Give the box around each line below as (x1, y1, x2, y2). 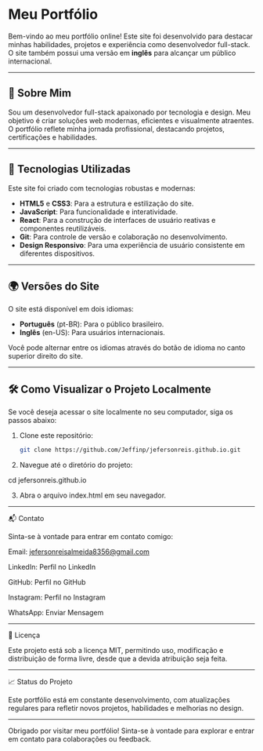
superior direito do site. (8, 352, 84, 361)
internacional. (8, 57, 52, 66)
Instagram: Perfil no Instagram (8, 592, 106, 602)
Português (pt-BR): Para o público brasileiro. (19, 319, 164, 329)
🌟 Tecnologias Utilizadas (8, 162, 131, 176)
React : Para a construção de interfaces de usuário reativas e (19, 215, 216, 224)
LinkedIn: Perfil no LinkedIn (8, 563, 96, 572)
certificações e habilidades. (8, 132, 98, 142)
